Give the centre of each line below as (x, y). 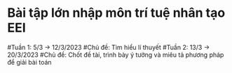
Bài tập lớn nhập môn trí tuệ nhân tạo (116, 13)
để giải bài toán (29, 62)
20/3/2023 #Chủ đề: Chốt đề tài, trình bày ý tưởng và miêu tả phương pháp (116, 55)
